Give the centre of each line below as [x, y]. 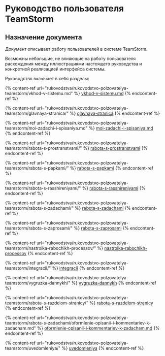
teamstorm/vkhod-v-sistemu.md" [39, 93]
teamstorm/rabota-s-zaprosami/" [39, 228]
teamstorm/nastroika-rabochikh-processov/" [50, 248]
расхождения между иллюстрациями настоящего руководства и [74, 64]
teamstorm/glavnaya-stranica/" [37, 113]
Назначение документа [44, 37]
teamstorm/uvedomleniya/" [33, 348]
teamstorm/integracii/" [28, 268]
